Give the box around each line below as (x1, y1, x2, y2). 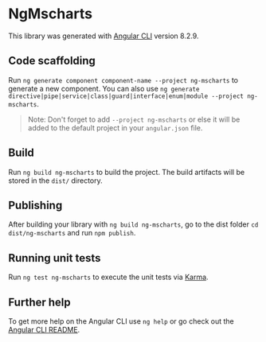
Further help (8, 295, 72, 309)
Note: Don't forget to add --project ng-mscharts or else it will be (27, 115, 241, 124)
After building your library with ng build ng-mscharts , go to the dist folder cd (8, 220, 259, 229)
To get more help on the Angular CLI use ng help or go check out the (8, 317, 234, 326)
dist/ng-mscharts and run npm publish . (8, 228, 136, 238)
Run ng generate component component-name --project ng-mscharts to (8, 75, 239, 84)
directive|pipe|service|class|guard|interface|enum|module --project (8, 92, 244, 100)
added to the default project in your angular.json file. (27, 122, 203, 132)
